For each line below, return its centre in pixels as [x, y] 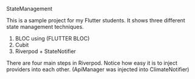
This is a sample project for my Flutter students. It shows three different [96, 20]
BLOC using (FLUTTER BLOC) [52, 38]
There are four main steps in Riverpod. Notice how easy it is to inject [92, 63]
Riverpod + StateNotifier [46, 51]
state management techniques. [45, 27]
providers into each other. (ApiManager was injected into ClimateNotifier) [98, 69]
